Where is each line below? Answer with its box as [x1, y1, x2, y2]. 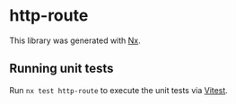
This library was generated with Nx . [9, 35, 141, 46]
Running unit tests [9, 61, 114, 76]
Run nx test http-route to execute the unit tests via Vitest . [9, 84, 229, 95]
